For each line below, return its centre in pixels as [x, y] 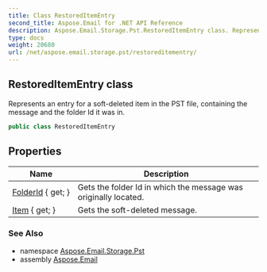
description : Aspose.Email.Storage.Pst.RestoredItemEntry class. [118, 30]
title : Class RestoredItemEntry [62, 15]
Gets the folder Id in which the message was [161, 187]
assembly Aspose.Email [58, 259]
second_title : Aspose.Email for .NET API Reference [95, 23]
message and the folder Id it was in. [67, 112]
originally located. [111, 197]
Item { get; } [34, 209]
